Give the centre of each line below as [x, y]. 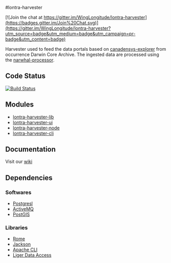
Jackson [22, 244]
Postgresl [23, 204]
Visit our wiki [19, 161]
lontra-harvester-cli [33, 133]
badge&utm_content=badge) [35, 39]
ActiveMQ [23, 209]
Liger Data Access [32, 255]
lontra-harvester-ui [33, 122]
